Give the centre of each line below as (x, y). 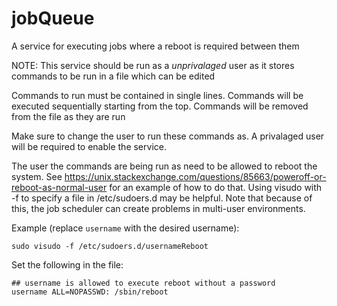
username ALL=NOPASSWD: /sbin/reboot (90, 292)
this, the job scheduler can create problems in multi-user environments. (158, 208)
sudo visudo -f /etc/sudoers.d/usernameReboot (110, 246)
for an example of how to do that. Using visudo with (216, 187)
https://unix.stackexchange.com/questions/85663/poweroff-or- (195, 176)
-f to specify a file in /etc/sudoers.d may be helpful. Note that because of (162, 198)
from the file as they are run (68, 116)
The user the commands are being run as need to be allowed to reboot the (164, 166)
